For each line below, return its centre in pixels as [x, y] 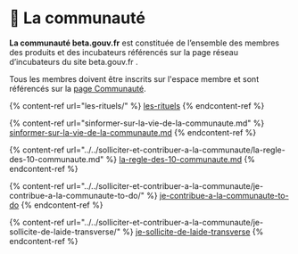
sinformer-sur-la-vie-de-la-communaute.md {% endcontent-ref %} [133, 132]
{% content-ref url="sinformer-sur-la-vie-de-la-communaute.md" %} [137, 123]
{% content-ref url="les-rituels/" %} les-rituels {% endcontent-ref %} [137, 105]
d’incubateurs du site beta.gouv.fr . [74, 61]
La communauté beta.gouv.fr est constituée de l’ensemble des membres [144, 43]
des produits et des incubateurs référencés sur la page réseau [124, 52]
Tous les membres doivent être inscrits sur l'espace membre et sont [134, 78]
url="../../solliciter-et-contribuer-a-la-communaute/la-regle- [176, 150]
